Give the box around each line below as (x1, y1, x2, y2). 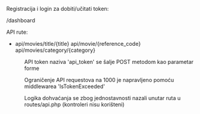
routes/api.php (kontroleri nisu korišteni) (24, 101, 125, 108)
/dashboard (6, 17, 35, 24)
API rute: (6, 28, 28, 36)
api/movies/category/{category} (15, 46, 96, 54)
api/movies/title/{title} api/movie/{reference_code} (15, 40, 141, 47)
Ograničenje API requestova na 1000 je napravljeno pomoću (24, 77, 175, 83)
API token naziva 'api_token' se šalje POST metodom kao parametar (24, 59, 194, 65)
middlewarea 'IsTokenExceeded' (24, 83, 105, 90)
